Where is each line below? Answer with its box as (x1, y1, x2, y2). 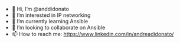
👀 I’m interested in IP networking (11, 12, 91, 19)
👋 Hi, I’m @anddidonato (11, 6, 70, 12)
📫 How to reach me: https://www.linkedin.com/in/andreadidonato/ (11, 31, 174, 37)
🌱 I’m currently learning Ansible (11, 18, 89, 24)
